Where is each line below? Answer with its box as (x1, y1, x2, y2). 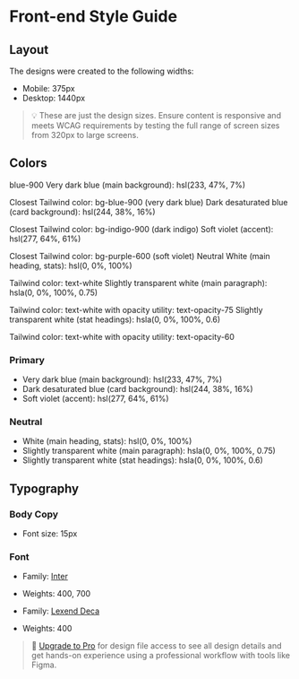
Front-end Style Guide (9, 6, 177, 27)
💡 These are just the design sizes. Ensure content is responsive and (30, 110, 282, 120)
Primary (9, 353, 45, 366)
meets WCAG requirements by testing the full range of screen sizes (30, 120, 280, 131)
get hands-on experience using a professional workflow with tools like (30, 650, 291, 661)
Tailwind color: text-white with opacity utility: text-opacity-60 (9, 331, 235, 342)
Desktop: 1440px (21, 92, 86, 103)
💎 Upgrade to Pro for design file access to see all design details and (30, 640, 282, 651)
